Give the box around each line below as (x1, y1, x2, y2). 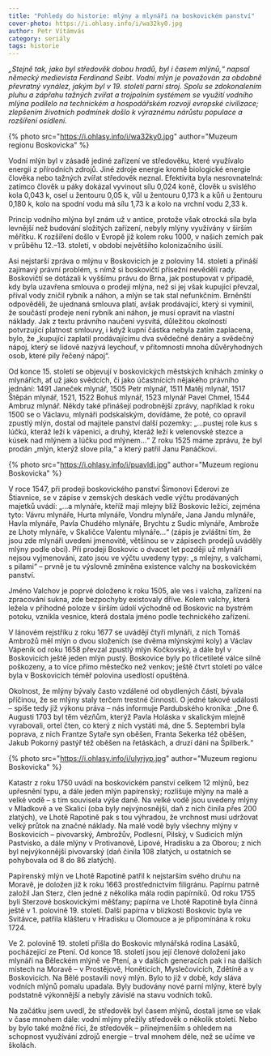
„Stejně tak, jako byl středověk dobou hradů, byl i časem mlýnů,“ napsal (8, 64, 250, 74)
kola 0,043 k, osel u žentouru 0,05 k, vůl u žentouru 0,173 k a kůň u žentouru (8, 190, 263, 200)
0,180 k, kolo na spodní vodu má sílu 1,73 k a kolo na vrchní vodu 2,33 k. (8, 199, 248, 209)
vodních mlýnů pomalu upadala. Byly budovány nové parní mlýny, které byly (8, 981, 262, 991)
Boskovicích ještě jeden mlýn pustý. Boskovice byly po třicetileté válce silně (8, 653, 261, 663)
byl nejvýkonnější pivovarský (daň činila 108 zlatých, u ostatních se (8, 847, 232, 857)
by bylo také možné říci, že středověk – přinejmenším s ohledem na (8, 1023, 233, 1033)
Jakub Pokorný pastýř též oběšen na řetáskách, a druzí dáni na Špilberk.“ (8, 738, 254, 748)
